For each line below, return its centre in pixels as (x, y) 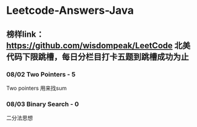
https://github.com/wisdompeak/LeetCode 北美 (98, 45)
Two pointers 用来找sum (37, 88)
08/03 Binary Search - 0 (43, 104)
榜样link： (25, 34)
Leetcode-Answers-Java (70, 11)
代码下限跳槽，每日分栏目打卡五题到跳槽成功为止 (98, 57)
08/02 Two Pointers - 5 (41, 74)
